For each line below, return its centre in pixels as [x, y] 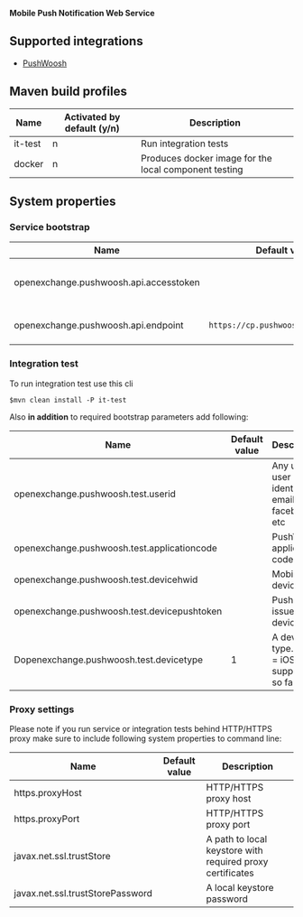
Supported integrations [76, 41]
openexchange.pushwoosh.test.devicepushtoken [118, 611]
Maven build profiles [69, 92]
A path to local [237, 838]
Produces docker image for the [207, 158]
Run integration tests [185, 144]
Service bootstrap [50, 227]
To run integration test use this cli [71, 384]
